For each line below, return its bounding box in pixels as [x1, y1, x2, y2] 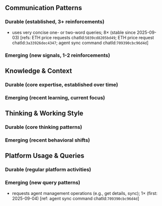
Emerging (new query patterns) [5, 179, 81, 186]
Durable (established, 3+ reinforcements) [5, 18, 105, 25]
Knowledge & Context [5, 67, 73, 75]
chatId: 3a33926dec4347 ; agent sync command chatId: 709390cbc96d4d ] [12, 40, 149, 46]
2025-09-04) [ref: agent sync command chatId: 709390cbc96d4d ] [12, 195, 139, 201]
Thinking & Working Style [5, 109, 84, 118]
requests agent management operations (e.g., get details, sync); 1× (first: [12, 190, 158, 196]
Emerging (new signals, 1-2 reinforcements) [5, 52, 110, 59]
